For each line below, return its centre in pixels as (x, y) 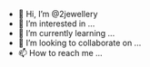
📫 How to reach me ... (60, 53)
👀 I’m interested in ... (56, 24)
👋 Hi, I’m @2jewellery (58, 14)
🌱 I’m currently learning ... (66, 33)
